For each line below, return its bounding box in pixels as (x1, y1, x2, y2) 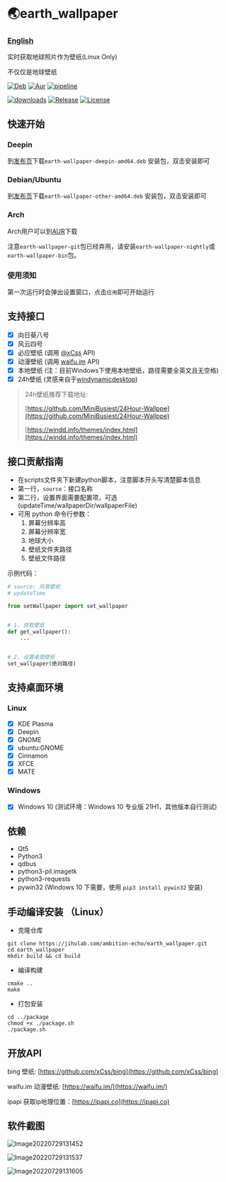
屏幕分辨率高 (28, 519, 66, 527)
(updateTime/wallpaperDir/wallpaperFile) (17, 501, 138, 510)
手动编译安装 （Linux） (7, 906, 109, 918)
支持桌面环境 (7, 682, 64, 694)
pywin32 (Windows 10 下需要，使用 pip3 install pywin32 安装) (17, 883, 203, 891)
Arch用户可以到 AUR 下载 (7, 227, 78, 235)
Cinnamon (17, 752, 48, 760)
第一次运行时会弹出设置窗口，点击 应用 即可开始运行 (7, 288, 154, 296)
